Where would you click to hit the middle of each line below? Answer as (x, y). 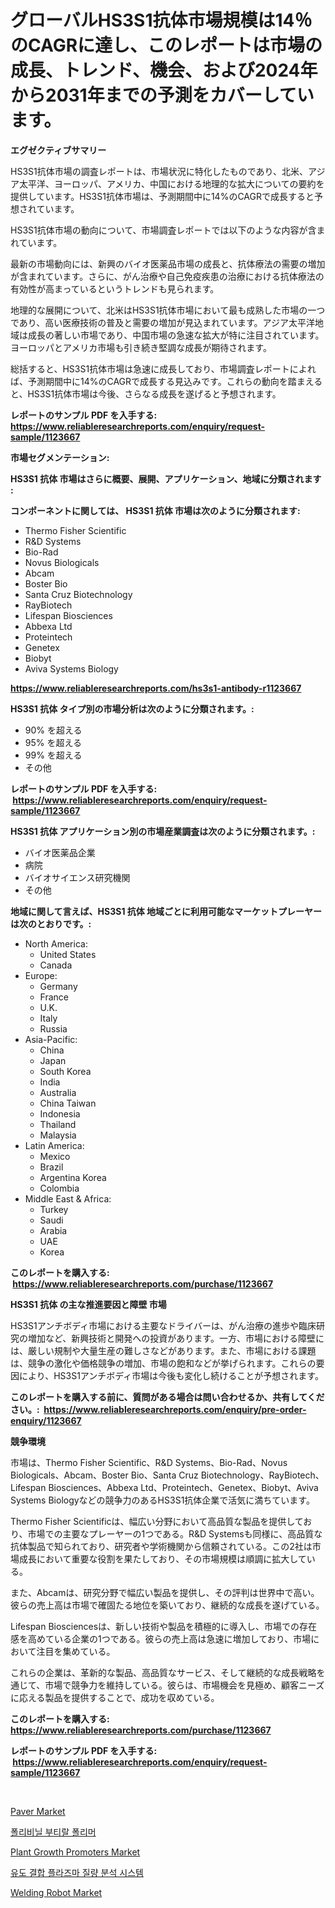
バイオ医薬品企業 (60, 852)
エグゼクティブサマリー (58, 150)
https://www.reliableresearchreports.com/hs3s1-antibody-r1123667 (156, 688)
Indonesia (60, 1113)
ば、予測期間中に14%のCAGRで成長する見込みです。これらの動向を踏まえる (166, 381)
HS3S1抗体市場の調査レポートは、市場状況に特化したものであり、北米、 (159, 171)
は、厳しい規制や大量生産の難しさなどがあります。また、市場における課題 (163, 1350)
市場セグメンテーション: (60, 457)
